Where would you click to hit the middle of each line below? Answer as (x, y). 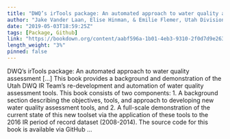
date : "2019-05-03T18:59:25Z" (50, 26)
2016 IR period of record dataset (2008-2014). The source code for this (108, 122)
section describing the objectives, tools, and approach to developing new (111, 100)
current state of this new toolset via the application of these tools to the (108, 114)
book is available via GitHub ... (50, 129)
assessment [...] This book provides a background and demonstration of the (114, 78)
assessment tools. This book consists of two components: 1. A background (113, 92)
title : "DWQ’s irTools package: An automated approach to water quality (113, 13)
